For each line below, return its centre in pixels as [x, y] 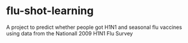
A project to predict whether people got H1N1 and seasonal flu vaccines [94, 27]
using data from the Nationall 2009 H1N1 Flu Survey [70, 33]
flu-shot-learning [50, 11]
